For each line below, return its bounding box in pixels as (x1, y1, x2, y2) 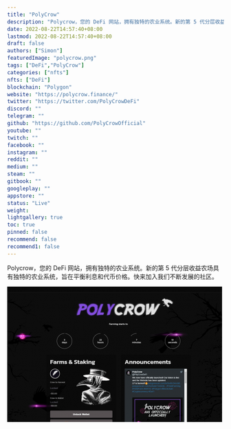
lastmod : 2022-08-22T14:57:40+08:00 (7, 33, 112, 40)
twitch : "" (7, 134, 38, 141)
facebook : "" (7, 142, 45, 148)
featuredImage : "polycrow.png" (7, 55, 97, 62)
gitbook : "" (7, 178, 41, 185)
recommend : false (7, 236, 57, 243)
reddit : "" (7, 156, 38, 163)
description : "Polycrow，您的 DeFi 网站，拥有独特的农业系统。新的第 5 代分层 (7, 18, 215, 25)
